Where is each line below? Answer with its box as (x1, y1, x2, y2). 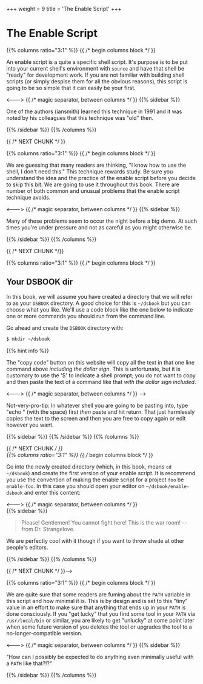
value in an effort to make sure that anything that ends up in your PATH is (6, 604, 186, 611)
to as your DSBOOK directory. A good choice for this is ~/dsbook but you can (6, 299, 191, 307)
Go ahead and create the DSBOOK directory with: (6, 324, 124, 331)
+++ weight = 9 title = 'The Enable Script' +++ (6, 5, 122, 12)
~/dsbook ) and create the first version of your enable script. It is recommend (6, 469, 196, 476)
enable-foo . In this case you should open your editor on (6, 482, 145, 489)
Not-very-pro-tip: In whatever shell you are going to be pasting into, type (6, 402, 188, 409)
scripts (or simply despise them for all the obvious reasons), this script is (6, 77, 188, 85)
